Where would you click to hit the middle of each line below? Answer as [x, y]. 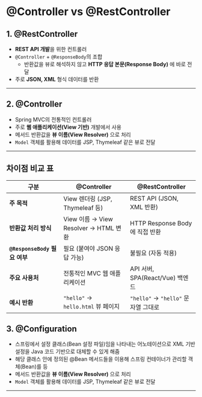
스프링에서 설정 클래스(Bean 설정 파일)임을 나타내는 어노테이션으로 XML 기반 [105, 344]
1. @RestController [42, 34]
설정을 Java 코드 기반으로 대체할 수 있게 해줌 [67, 352]
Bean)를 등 [35, 367]
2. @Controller [34, 104]
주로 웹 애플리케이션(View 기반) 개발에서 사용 [68, 127]
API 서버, [142, 269]
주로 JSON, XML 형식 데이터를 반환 [57, 79]
